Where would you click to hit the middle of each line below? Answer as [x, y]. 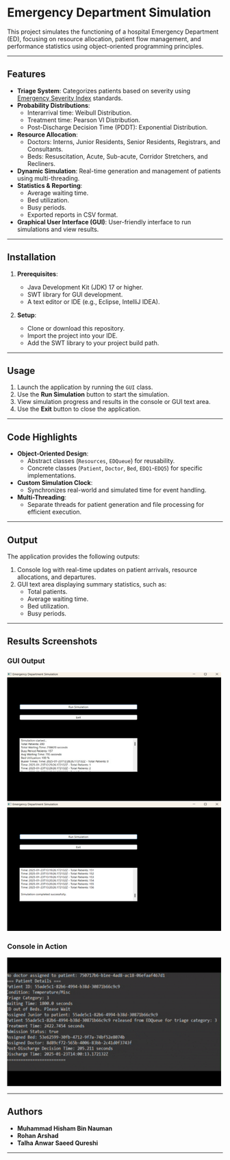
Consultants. [45, 149]
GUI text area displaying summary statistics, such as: [92, 584]
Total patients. [47, 592]
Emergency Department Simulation [109, 13]
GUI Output [26, 661]
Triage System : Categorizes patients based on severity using [103, 91]
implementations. [52, 475]
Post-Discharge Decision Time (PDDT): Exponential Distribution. [117, 127]
